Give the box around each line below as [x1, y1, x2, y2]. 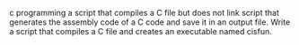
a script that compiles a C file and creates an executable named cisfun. [9, 26, 272, 36]
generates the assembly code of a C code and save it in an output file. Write [9, 17, 291, 27]
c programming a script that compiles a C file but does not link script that [9, 8, 280, 18]
